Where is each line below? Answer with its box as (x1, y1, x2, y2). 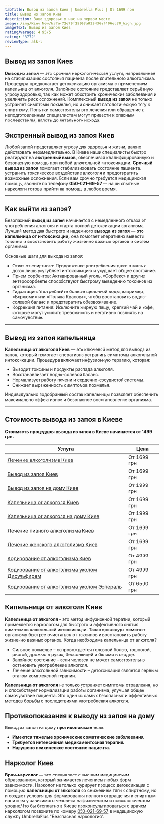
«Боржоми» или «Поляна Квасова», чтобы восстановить (12, 294, 131, 300)
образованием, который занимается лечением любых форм (5, 777, 131, 783)
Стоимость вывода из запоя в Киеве (5, 415, 123, 424)
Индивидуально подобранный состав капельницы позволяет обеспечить (5, 391, 159, 397)
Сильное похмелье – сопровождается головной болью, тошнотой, (12, 646, 151, 652)
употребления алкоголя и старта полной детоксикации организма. (5, 223, 145, 229)
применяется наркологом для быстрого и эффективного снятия (5, 621, 139, 627)
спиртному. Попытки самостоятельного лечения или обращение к (5, 106, 144, 113)
